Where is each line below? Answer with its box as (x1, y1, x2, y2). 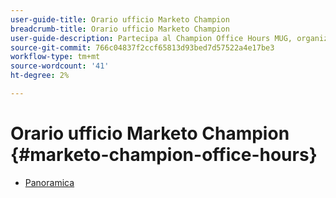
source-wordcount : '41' (10, 61, 110, 71)
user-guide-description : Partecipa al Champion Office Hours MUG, (10, 33, 293, 43)
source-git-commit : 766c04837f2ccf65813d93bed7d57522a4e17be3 (10, 42, 275, 53)
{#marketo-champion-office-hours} (10, 144, 318, 166)
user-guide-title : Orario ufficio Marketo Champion (10, 14, 230, 25)
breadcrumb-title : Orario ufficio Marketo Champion (10, 24, 230, 34)
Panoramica (24, 176, 75, 188)
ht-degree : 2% (10, 71, 70, 81)
